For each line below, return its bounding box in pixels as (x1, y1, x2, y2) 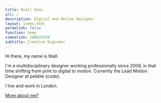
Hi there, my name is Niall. (5, 53, 59, 59)
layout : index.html (5, 21, 46, 26)
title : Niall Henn (5, 7, 43, 12)
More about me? (5, 92, 39, 98)
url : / (5, 12, 19, 17)
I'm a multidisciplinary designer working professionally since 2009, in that (5, 62, 157, 68)
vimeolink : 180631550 (5, 35, 50, 40)
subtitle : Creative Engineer (5, 40, 66, 45)
